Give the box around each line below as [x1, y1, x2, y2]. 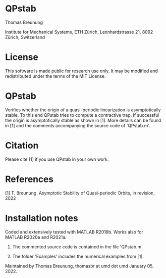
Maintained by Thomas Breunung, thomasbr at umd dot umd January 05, [5, 263, 154, 269]
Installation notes [5, 212, 78, 224]
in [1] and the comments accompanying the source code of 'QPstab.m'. [5, 122, 150, 129]
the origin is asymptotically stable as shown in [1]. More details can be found [5, 117, 162, 123]
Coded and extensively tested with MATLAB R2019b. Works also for [5, 229, 144, 235]
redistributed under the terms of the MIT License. [5, 73, 106, 79]
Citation [5, 140, 39, 151]
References [5, 174, 54, 185]
